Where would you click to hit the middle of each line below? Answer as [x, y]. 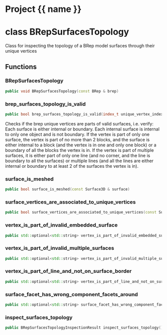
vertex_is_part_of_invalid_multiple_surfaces [60, 248]
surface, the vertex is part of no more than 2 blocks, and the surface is [78, 139]
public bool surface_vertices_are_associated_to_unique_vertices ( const [81, 213]
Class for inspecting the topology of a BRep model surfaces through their [80, 46]
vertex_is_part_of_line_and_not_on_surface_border [68, 271]
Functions [21, 66]
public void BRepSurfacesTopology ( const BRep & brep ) [62, 91]
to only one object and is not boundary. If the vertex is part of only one [78, 134]
